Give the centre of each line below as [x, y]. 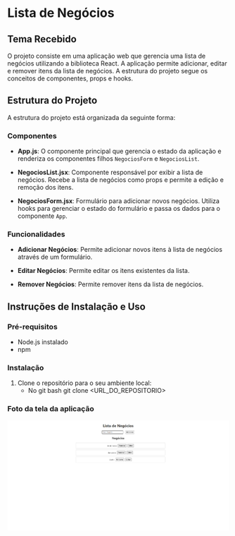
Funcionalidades [36, 234]
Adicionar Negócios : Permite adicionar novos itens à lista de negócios [120, 250]
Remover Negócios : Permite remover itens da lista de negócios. [110, 284]
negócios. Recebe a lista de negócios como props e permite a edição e [120, 180]
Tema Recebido [42, 39]
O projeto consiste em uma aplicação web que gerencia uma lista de [107, 56]
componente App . [43, 216]
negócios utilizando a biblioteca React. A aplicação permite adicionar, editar [117, 63]
